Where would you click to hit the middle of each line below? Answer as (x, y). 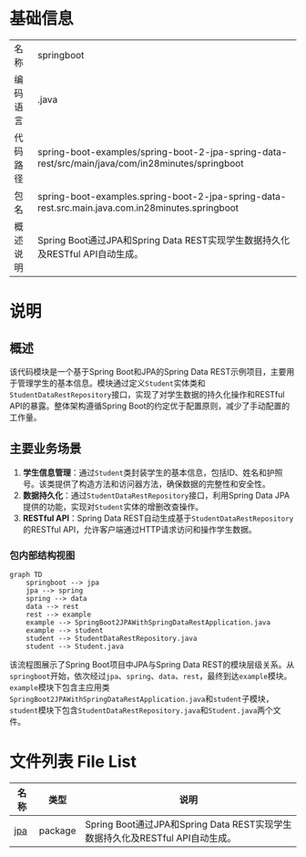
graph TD (26, 575)
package (57, 831)
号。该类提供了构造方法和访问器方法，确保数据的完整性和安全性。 (146, 483)
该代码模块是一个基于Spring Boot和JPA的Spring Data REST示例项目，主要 (148, 371)
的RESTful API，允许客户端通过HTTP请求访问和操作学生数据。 (139, 529)
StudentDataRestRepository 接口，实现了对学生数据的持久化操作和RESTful (147, 394)
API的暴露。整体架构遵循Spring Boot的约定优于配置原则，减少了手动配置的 (150, 406)
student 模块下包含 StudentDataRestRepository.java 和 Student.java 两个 (141, 710)
